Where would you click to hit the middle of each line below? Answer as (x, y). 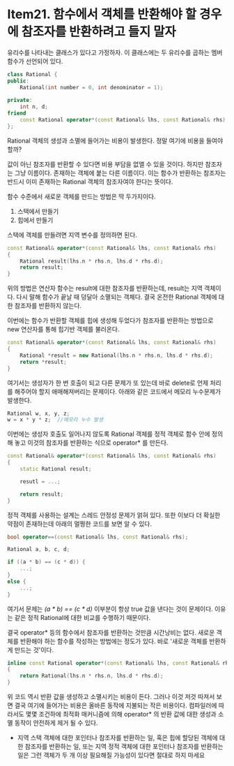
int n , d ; (34, 107)
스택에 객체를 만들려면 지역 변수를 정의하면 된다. (72, 235)
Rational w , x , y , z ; (39, 413)
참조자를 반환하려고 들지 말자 (99, 32)
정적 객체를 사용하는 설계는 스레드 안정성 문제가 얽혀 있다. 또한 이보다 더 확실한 (114, 515)
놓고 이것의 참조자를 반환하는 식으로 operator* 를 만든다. (91, 443)
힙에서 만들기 (35, 220)
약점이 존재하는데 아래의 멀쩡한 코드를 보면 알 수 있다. (79, 524)
